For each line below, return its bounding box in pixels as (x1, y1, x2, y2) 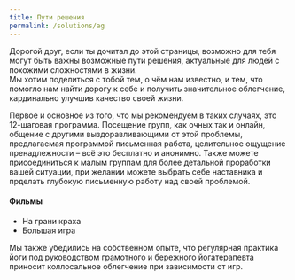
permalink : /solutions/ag (9, 21, 105, 30)
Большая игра (21, 225, 76, 236)
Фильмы (9, 196, 43, 206)
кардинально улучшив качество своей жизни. (9, 92, 184, 103)
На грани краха (21, 215, 82, 226)
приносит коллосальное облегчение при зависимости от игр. (9, 261, 244, 271)
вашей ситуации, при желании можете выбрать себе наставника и (9, 166, 263, 177)
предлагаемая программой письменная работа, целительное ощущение (9, 138, 286, 149)
